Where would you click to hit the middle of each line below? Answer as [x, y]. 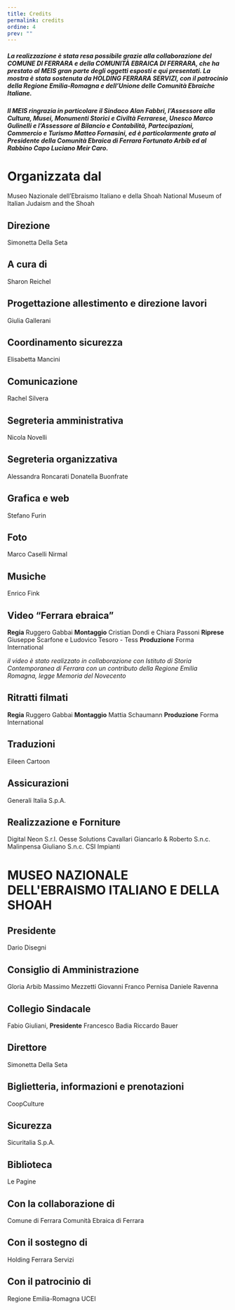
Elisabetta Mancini [34, 360]
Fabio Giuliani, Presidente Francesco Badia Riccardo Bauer [93, 1026]
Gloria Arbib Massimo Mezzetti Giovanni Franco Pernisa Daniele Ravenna [113, 987]
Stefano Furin [27, 515]
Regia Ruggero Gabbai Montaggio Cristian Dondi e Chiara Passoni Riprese [116, 632]
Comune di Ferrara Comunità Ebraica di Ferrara [76, 1221]
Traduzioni [31, 744]
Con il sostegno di [47, 1243]
